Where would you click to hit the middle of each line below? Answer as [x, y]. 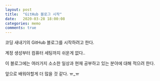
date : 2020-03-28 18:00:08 [35, 19]
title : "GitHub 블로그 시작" [34, 14]
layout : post [19, 10]
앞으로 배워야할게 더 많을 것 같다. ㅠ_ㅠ [42, 74]
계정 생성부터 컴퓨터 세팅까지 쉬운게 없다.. [45, 53]
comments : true [21, 28]
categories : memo [23, 23]
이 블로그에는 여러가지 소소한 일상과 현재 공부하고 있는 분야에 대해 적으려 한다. [80, 63]
